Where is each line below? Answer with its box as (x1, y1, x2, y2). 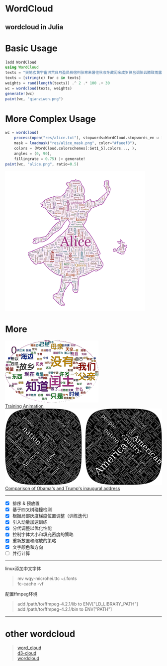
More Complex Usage (5, 113, 96, 124)
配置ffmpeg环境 (5, 591, 38, 597)
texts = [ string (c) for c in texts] (5, 76, 81, 81)
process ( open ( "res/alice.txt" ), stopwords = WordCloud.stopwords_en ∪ (14, 135, 159, 141)
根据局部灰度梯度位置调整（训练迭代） (12, 513, 91, 519)
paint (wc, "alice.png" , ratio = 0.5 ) (5, 162, 79, 166)
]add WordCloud (5, 60, 37, 65)
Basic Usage (5, 43, 58, 54)
